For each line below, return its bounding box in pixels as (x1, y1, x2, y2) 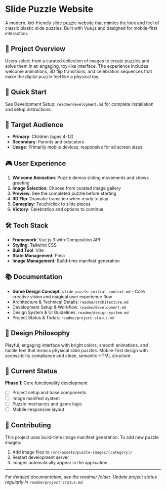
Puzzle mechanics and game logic (12, 401, 83, 406)
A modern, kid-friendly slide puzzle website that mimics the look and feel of (5, 20, 160, 26)
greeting (12, 180, 30, 186)
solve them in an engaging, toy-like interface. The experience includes (5, 63, 149, 69)
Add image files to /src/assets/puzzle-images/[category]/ (12, 449, 132, 455)
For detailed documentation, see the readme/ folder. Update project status (5, 474, 157, 480)
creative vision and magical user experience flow (12, 293, 113, 300)
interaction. (5, 30, 29, 36)
